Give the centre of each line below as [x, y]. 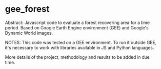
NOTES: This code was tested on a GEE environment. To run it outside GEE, [81, 42]
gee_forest [27, 9]
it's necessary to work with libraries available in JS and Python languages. [80, 47]
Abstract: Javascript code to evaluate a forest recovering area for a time [78, 23]
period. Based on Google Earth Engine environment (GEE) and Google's [77, 27]
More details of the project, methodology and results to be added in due [77, 57]
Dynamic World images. [29, 33]
